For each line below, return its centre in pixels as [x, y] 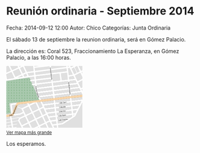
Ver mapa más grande [29, 133]
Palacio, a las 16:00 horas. [39, 57]
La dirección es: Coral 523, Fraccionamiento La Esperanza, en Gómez [93, 51]
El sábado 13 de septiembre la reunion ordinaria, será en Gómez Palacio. [96, 39]
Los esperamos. [26, 143]
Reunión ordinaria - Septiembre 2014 [100, 11]
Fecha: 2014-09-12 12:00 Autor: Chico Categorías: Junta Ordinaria [88, 28]
